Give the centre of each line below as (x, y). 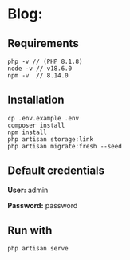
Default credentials (56, 171)
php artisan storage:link (50, 139)
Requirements (43, 43)
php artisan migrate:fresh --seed (65, 146)
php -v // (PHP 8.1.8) (45, 61)
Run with (30, 231)
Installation (36, 100)
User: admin (28, 190)
